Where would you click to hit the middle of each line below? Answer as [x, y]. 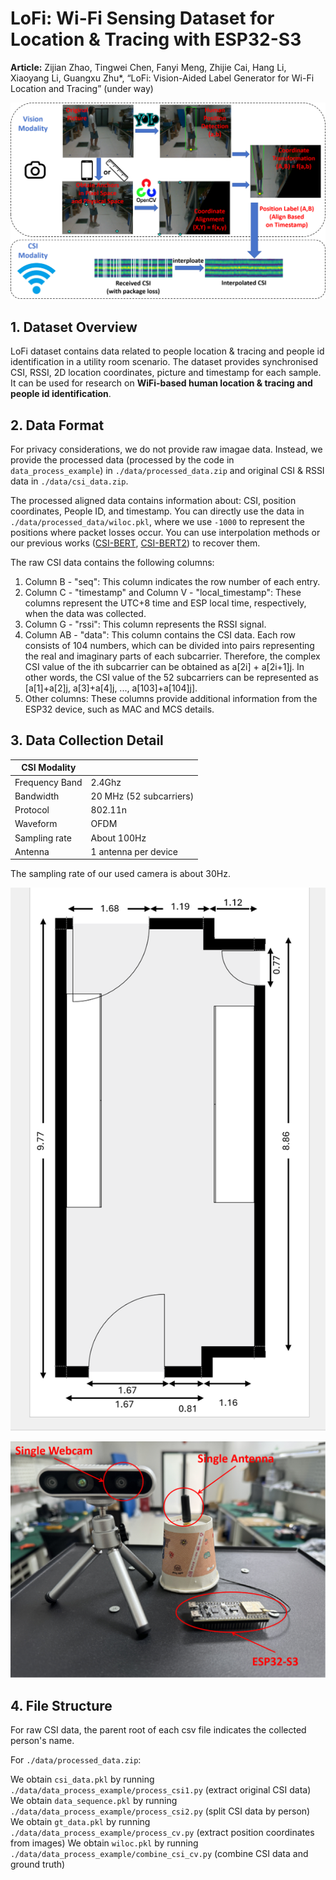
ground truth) [38, 1864]
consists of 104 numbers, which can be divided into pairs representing [169, 646]
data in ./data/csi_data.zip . [69, 481]
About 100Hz [118, 838]
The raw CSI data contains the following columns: [112, 563]
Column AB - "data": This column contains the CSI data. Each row [160, 635]
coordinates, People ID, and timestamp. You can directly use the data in [157, 511]
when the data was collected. [85, 614]
